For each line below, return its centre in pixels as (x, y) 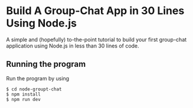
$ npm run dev (24, 99)
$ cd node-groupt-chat (34, 89)
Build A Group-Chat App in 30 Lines (95, 11)
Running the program (46, 64)
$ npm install (24, 94)
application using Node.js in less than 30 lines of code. (73, 46)
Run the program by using (38, 78)
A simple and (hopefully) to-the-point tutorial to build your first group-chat (97, 39)
